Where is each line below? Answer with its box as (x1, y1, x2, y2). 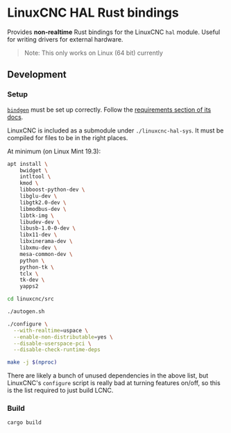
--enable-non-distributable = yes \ (13, 333, 113, 341)
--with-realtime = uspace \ (13, 327, 89, 334)
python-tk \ (19, 264, 54, 271)
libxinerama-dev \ (19, 238, 73, 245)
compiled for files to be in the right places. (7, 133, 128, 142)
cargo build (7, 419, 42, 426)
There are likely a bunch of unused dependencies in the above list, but (7, 371, 209, 380)
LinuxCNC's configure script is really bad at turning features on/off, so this (7, 379, 221, 387)
